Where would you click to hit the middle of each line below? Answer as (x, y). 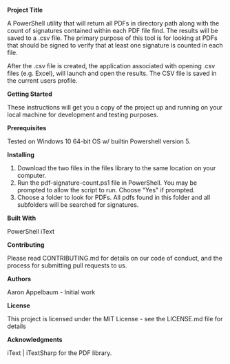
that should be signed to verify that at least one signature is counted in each (115, 45)
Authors (19, 279)
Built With (22, 218)
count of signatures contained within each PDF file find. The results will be (113, 31)
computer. (32, 175)
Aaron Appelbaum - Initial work (51, 292)
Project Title (25, 10)
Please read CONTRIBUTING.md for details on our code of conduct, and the (115, 258)
